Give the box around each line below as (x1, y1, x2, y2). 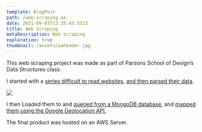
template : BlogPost (6, 8, 56, 15)
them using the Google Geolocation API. (6, 107, 107, 114)
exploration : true (6, 37, 53, 43)
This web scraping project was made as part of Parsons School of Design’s (6, 59, 194, 67)
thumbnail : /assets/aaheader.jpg (6, 43, 91, 49)
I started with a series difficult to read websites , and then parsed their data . (6, 77, 194, 85)
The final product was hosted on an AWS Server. (6, 119, 128, 126)
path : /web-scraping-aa (6, 15, 67, 21)
